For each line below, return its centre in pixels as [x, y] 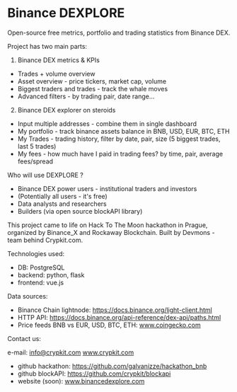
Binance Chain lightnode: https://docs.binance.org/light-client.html [115, 310]
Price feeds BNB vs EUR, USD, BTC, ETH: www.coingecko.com [109, 325]
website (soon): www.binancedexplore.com [81, 381]
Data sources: [28, 296]
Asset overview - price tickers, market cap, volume [92, 81]
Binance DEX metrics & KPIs [59, 60]
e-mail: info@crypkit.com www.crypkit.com [71, 352]
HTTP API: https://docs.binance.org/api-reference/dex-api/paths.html [119, 317]
